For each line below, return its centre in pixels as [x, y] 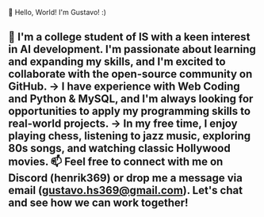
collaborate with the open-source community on [130, 74]
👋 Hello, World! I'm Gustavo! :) [57, 12]
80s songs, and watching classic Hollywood [120, 148]
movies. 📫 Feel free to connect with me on [116, 162]
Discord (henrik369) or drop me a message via [126, 178]
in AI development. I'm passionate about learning [132, 49]
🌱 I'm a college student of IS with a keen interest [129, 37]
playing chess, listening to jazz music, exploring [130, 136]
